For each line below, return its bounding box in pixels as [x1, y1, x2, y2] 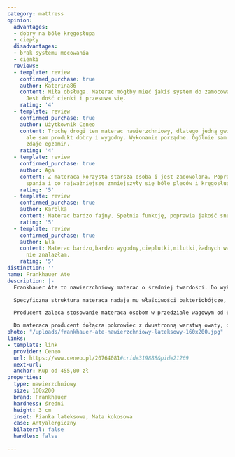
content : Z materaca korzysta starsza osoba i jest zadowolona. [20, 173, 211, 180]
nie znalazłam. [25, 252, 71, 259]
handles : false [13, 432, 58, 440]
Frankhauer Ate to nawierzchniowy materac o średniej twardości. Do [13, 284, 218, 291]
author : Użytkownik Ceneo [20, 121, 96, 128]
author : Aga [20, 166, 55, 174]
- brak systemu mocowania [13, 50, 90, 57]
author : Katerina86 [20, 82, 77, 89]
